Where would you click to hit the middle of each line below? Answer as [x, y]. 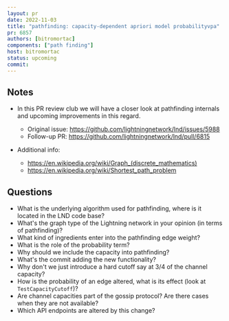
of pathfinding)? [40, 230]
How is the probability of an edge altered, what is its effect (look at [111, 281]
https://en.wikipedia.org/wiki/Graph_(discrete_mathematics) [112, 163]
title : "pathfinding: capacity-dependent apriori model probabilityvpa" [113, 26]
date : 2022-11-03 [32, 20]
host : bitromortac [33, 52]
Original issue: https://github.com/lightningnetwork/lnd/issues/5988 [123, 129]
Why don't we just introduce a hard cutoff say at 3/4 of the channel [112, 267]
